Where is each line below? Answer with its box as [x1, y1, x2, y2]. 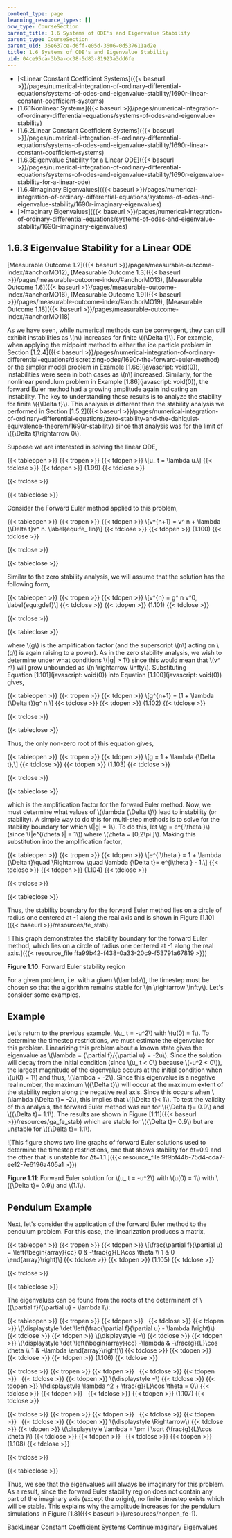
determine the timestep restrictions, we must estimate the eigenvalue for [7, 1036, 215, 1045]
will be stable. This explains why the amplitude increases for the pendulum [7, 1502, 220, 1511]
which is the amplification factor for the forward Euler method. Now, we [7, 800, 211, 809]
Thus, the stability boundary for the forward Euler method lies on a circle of [7, 906, 222, 914]
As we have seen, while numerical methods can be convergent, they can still [7, 326, 226, 334]
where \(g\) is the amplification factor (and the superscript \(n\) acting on [7, 640, 215, 650]
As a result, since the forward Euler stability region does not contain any [7, 1487, 213, 1496]
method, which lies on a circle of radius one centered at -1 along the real [7, 941, 214, 950]
